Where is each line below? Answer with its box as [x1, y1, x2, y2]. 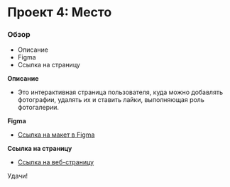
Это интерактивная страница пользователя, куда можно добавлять [17, 88, 224, 96]
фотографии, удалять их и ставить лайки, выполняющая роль [17, 96, 204, 104]
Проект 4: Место [7, 4, 112, 21]
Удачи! [7, 171, 28, 181]
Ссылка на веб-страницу [17, 158, 94, 166]
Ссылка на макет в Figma [17, 130, 95, 139]
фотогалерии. [17, 103, 59, 112]
